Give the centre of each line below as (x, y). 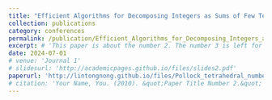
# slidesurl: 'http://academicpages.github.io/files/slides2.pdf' (123, 69)
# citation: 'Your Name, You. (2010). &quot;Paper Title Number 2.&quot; (136, 83)
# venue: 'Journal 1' (45, 61)
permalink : (27, 38)
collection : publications (52, 23)
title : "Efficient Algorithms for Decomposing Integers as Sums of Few (132, 16)
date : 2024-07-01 (38, 53)
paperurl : (25, 76)
